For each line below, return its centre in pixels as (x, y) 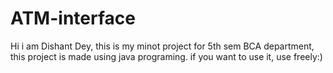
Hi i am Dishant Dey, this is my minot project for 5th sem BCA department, (162, 46)
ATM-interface (73, 18)
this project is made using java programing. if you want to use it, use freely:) (166, 56)
